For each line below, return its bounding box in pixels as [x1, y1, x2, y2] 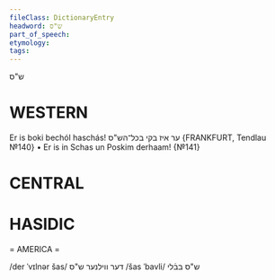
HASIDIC [9, 214, 75, 234]
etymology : [9, 38, 50, 48]
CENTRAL [9, 173, 84, 194]
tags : [9, 47, 30, 56]
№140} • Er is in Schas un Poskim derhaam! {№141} [9, 142, 200, 153]
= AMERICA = [9, 244, 60, 255]
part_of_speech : [9, 30, 70, 39]
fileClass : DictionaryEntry [9, 13, 115, 22]
